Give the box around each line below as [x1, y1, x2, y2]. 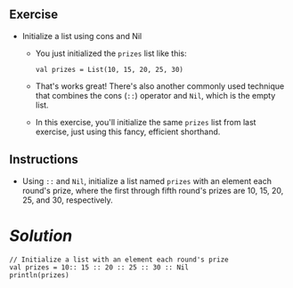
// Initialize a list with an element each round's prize [9, 255, 229, 264]
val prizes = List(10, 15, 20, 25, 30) [35, 65, 184, 74]
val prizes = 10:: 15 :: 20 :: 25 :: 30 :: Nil [9, 262, 190, 272]
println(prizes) [9, 270, 69, 279]
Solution [9, 226, 73, 245]
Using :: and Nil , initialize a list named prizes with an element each [21, 175, 273, 186]
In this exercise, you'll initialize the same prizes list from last [35, 116, 256, 127]
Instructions [9, 152, 78, 167]
